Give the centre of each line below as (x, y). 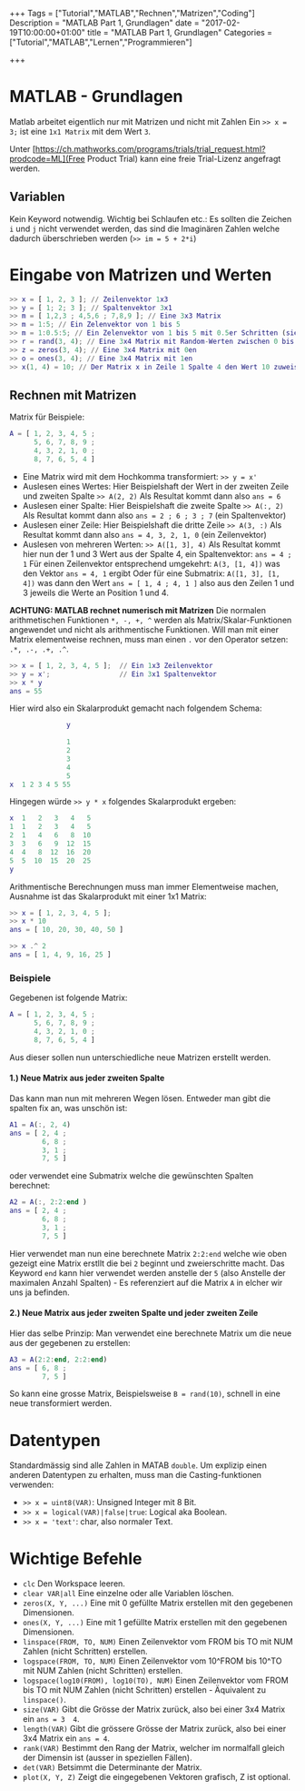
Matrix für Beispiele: (47, 417)
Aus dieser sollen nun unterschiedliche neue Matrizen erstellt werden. (140, 1057)
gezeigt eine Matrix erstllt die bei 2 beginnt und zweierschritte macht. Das (147, 1263)
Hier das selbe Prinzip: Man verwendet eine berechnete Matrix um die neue (151, 1333)
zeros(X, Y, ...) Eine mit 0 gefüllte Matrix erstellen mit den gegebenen (157, 1603)
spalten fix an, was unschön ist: (69, 1108)
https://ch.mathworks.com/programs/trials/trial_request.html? (150, 148)
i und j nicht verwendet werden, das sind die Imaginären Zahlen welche (144, 228)
